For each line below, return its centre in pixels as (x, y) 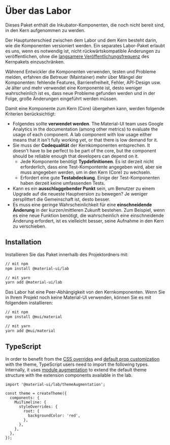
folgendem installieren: (29, 303)
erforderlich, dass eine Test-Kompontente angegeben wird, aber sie (91, 167)
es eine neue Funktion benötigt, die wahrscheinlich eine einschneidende (88, 215)
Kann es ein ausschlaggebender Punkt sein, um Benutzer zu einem (84, 188)
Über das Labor (38, 11)
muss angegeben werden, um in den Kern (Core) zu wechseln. (86, 172)
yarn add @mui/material (30, 331)
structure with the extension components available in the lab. (69, 375)
